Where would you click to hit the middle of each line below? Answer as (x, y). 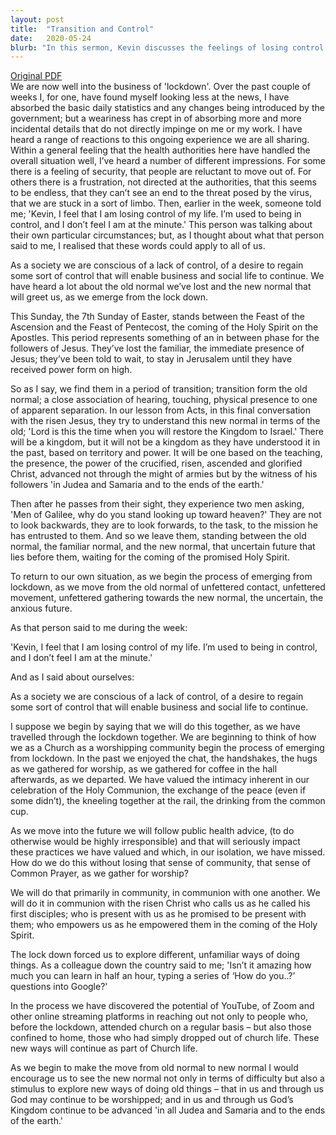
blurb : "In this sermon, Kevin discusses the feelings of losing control (167, 47)
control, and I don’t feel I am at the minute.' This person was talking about (161, 225)
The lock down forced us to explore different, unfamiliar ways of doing (155, 955)
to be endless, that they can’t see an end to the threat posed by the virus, (161, 193)
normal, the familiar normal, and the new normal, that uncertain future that (163, 547)
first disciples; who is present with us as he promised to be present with (158, 914)
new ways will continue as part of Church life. (104, 1048)
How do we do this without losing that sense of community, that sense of (161, 863)
